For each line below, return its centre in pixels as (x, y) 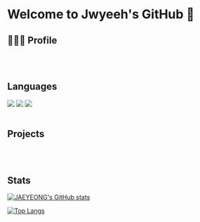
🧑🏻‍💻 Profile (32, 40)
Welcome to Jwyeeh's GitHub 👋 (101, 14)
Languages (32, 87)
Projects (26, 134)
